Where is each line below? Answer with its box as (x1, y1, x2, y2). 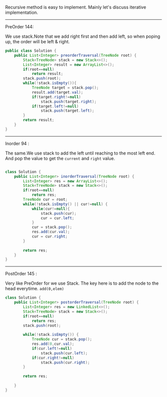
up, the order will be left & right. (5, 39, 70, 44)
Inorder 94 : (5, 140, 30, 146)
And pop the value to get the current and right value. (5, 155, 115, 161)
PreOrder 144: (5, 24, 34, 29)
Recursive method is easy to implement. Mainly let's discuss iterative (5, 4, 147, 10)
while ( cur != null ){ (31, 206, 70, 211)
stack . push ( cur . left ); (40, 350, 88, 356)
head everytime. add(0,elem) (5, 286, 65, 292)
